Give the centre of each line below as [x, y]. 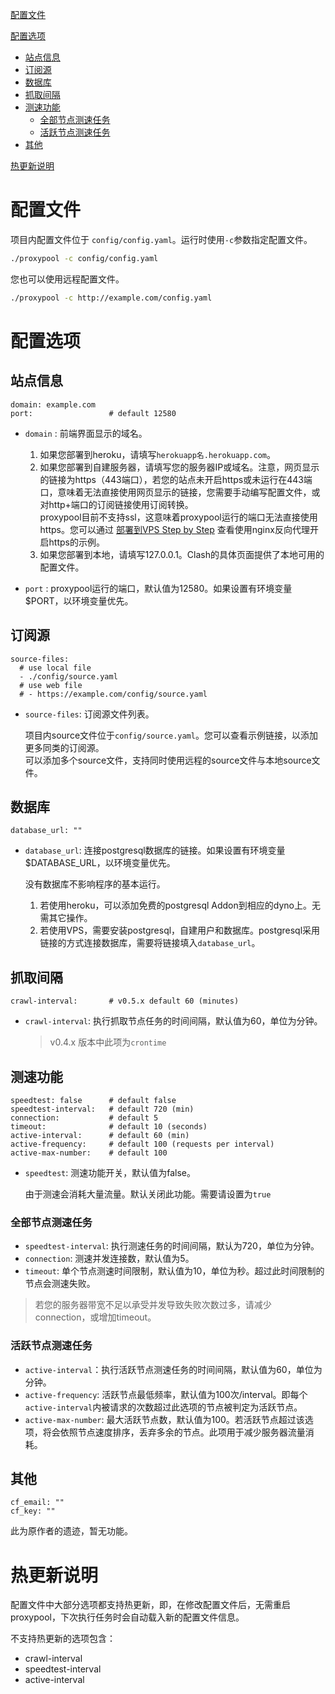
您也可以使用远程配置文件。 [67, 279]
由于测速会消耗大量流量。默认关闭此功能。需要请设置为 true [148, 1194]
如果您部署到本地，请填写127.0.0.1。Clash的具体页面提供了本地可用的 [182, 554]
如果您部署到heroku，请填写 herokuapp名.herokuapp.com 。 [157, 454]
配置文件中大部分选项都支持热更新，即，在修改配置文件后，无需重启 [150, 1605]
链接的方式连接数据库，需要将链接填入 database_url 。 [150, 943]
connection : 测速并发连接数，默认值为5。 [109, 1259]
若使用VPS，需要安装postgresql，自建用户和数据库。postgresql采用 [180, 930]
